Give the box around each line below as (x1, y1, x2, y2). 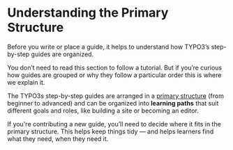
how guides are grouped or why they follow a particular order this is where (7, 71, 222, 79)
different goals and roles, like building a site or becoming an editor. (7, 106, 199, 115)
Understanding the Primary (7, 5, 169, 21)
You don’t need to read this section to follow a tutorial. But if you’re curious (7, 63, 222, 72)
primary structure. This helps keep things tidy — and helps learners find (7, 127, 214, 135)
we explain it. (7, 78, 45, 86)
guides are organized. (31, 50, 94, 58)
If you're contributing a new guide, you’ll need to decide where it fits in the (7, 119, 221, 128)
